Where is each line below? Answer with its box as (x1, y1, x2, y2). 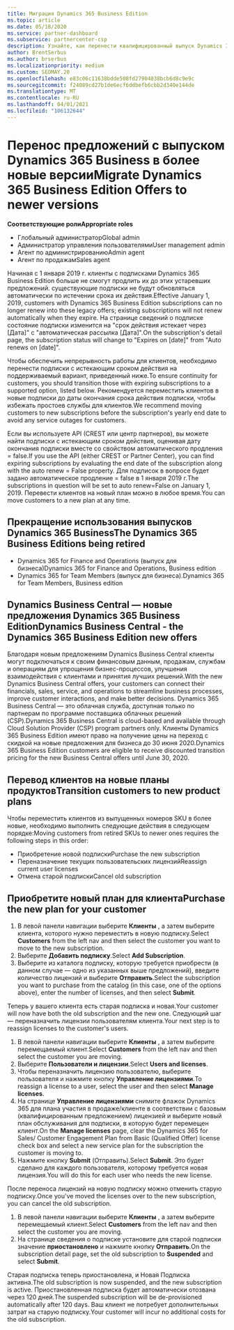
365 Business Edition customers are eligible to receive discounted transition (7, 747, 225, 755)
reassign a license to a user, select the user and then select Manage (17, 1082, 214, 1090)
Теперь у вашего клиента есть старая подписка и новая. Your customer (7, 1002, 219, 1010)
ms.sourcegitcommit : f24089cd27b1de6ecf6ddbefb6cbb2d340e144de (7, 82, 195, 89)
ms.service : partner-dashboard (7, 29, 98, 37)
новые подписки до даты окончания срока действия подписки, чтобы (7, 393, 216, 402)
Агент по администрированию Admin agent (17, 248, 145, 257)
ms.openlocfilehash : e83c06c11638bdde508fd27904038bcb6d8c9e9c (7, 75, 195, 82)
